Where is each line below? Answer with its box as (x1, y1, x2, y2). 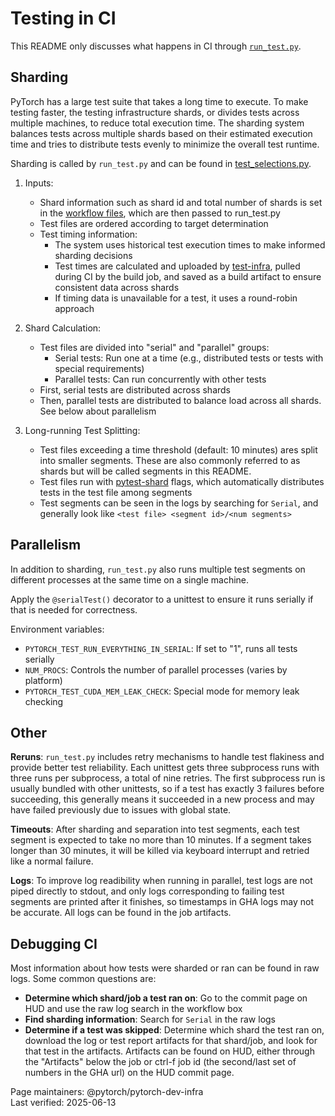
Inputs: (24, 177, 54, 189)
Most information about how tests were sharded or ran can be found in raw (10, 962, 320, 974)
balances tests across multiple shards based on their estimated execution (10, 127, 313, 139)
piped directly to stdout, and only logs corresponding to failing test (10, 885, 285, 897)
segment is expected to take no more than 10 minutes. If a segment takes (10, 834, 312, 846)
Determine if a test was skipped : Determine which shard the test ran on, (24, 1024, 325, 1036)
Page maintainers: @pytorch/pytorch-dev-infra (10, 1086, 204, 1098)
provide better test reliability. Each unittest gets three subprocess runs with (10, 762, 320, 774)
